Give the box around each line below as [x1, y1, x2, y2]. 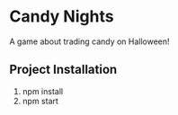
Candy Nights [9, 6, 114, 27]
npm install [22, 85, 64, 96]
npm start [22, 95, 58, 106]
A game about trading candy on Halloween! [9, 36, 170, 47]
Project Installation [9, 62, 118, 77]
